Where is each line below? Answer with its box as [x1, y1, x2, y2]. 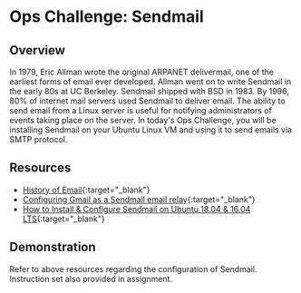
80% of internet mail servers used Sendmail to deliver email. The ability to [9, 95, 286, 106]
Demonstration [9, 239, 97, 255]
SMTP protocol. [9, 134, 68, 144]
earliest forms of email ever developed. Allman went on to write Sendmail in [9, 76, 292, 87]
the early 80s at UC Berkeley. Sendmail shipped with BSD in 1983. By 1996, [9, 86, 290, 96]
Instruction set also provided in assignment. [9, 273, 173, 284]
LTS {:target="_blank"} [22, 213, 106, 224]
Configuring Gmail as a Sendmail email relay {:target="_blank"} [22, 193, 256, 205]
